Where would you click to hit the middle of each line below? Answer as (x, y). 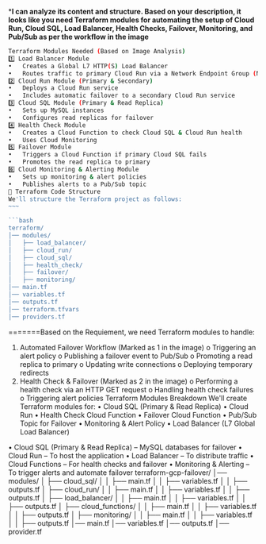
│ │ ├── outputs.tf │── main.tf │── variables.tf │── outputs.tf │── (119, 523)
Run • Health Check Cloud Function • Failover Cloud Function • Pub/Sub (138, 415)
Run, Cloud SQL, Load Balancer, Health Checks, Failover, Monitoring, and (131, 28)
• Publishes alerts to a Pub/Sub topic (78, 184)
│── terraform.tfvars (44, 309)
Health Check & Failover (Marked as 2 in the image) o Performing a (129, 381)
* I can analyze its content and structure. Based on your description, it (125, 12)
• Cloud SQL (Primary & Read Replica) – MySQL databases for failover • (125, 447)
